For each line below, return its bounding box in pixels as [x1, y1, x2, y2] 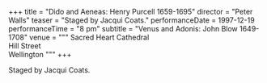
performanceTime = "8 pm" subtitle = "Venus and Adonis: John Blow [8, 24, 239, 33]
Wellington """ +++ [8, 50, 72, 59]
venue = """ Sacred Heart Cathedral [29, 32, 150, 42]
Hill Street [8, 41, 42, 51]
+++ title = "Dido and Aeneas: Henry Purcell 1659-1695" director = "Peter [8, 7, 253, 16]
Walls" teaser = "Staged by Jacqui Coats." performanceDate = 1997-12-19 [8, 15, 255, 25]
